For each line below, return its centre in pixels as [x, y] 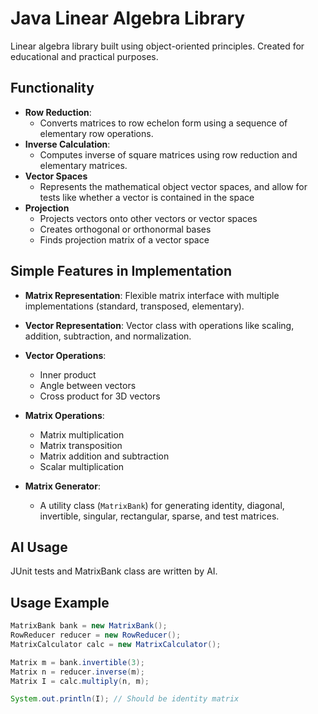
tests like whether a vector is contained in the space [147, 197]
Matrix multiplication [82, 434]
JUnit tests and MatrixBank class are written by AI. [114, 571]
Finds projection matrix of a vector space [124, 239]
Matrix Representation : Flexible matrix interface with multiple [152, 295]
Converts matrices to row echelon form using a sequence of [163, 123]
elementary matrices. [83, 165]
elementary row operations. [96, 133]
